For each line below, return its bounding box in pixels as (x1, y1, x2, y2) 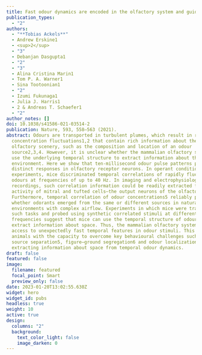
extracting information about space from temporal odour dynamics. (11, 245, 185, 251)
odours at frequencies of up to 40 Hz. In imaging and (11, 177, 152, 184)
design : (6, 318, 26, 324)
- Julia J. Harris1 (11, 98, 61, 104)
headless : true (6, 301, 44, 307)
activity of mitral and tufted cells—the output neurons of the (11, 188, 176, 194)
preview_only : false (11, 278, 63, 284)
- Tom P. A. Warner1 (11, 76, 63, 82)
